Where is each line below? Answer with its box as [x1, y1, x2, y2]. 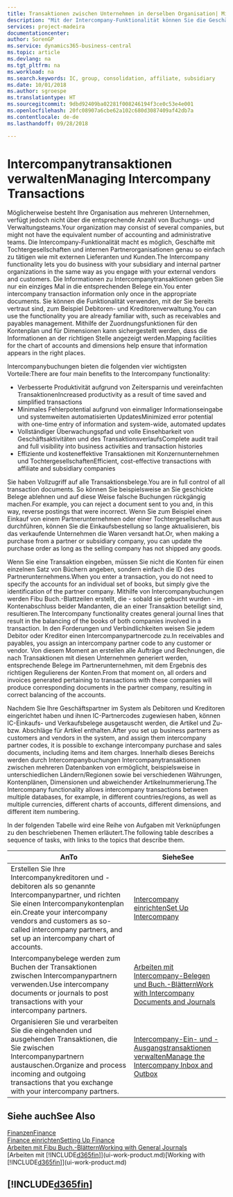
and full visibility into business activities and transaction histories [17, 442, 203, 450]
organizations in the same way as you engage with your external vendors [7, 268, 216, 276]
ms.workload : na [7, 68, 54, 75]
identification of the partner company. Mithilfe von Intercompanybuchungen [7, 587, 224, 596]
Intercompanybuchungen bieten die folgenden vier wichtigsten [7, 362, 187, 370]
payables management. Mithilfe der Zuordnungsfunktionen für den [7, 319, 198, 327]
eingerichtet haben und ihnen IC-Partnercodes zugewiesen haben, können [7, 712, 221, 720]
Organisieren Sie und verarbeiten [10, 1017, 119, 1027]
